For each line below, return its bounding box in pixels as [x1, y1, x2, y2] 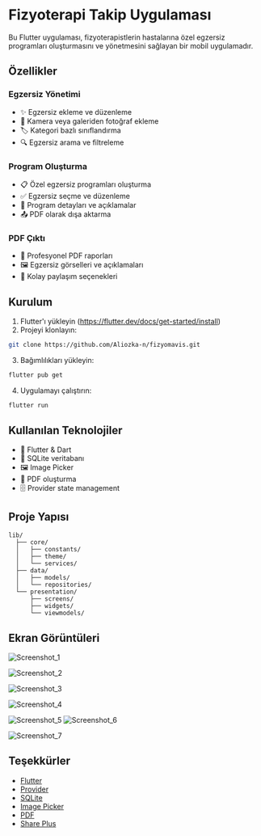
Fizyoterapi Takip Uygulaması [8, 6, 212, 24]
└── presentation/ [15, 588, 78, 596]
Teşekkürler [8, 754, 71, 768]
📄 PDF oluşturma [19, 475, 77, 484]
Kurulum [8, 295, 53, 309]
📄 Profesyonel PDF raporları [19, 251, 113, 260]
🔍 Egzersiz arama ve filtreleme [19, 137, 124, 147]
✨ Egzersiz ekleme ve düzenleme [19, 107, 132, 116]
